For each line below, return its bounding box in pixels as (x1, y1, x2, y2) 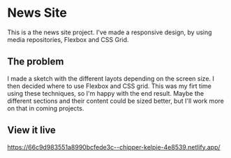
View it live (7, 124, 56, 136)
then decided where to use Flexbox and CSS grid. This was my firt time (7, 82, 211, 90)
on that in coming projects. (7, 103, 84, 113)
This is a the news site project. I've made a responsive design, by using (7, 28, 212, 36)
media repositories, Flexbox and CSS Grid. (7, 35, 129, 43)
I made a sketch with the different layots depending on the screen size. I (7, 74, 215, 82)
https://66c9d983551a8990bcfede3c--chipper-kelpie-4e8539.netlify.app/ (7, 143, 221, 151)
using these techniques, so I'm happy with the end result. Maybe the (7, 89, 204, 97)
